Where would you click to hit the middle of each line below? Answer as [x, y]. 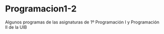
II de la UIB [16, 27]
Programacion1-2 [41, 9]
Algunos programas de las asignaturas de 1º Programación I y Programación [82, 22]
